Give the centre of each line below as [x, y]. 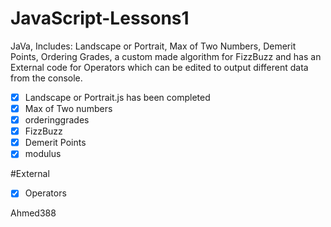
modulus [43, 154]
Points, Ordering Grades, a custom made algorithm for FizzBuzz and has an [166, 56]
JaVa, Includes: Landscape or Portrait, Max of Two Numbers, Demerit [153, 46]
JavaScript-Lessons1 [100, 18]
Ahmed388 [33, 213]
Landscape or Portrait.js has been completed [117, 97]
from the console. [46, 78]
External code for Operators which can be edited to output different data [159, 67]
